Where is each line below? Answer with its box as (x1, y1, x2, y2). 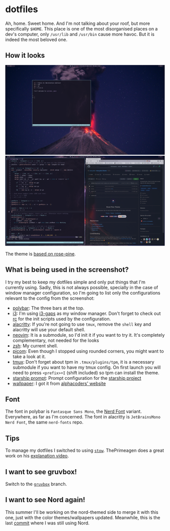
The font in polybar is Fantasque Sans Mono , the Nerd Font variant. (5, 408, 142, 414)
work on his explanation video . (5, 453, 69, 459)
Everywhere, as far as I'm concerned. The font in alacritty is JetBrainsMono (5, 414, 161, 420)
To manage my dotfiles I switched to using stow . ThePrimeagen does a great (5, 447, 164, 453)
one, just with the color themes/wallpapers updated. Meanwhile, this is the (5, 514, 160, 520)
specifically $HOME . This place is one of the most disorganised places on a (5, 25, 158, 31)
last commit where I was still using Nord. (5, 520, 90, 526)
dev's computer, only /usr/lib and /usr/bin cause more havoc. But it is (5, 31, 155, 37)
